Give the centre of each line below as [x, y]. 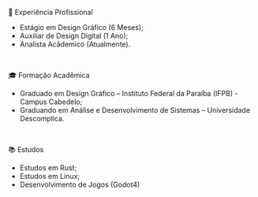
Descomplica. [42, 119]
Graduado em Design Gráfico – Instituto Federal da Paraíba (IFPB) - [129, 93]
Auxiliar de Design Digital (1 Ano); [74, 36]
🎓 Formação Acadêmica [49, 75]
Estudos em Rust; [48, 168]
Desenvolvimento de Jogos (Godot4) [80, 184]
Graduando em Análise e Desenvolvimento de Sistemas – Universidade [135, 110]
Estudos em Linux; [50, 176]
